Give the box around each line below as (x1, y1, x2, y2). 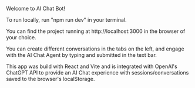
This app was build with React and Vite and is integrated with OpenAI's (6, 63, 177, 70)
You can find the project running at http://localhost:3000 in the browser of (6, 28, 186, 35)
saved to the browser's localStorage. (6, 76, 95, 82)
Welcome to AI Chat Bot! (6, 5, 66, 12)
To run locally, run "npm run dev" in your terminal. (6, 16, 127, 23)
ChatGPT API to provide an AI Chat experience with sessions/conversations (6, 69, 189, 76)
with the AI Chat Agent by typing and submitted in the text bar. (6, 52, 157, 58)
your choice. (6, 34, 36, 40)
